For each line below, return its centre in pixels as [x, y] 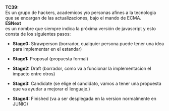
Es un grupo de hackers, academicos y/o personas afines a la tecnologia [81, 13]
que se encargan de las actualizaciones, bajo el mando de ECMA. [73, 18]
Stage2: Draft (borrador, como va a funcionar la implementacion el [82, 68]
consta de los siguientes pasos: [38, 34]
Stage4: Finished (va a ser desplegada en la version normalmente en [84, 98]
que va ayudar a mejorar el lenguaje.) [51, 89]
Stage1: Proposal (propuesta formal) [50, 59]
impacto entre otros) [34, 74]
